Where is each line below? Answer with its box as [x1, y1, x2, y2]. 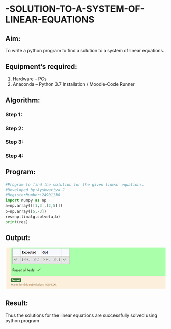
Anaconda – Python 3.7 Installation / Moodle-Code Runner [12, 81, 135, 87]
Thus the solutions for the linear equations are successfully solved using [5, 312, 158, 318]
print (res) [5, 219, 28, 224]
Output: [5, 233, 31, 242]
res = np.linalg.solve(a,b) [5, 214, 60, 219]
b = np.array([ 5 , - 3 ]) [5, 209, 47, 214]
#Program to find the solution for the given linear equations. [5, 182, 145, 187]
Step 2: [5, 125, 24, 132]
